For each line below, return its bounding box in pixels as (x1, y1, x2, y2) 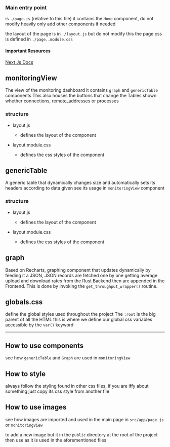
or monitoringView (5, 422, 43, 428)
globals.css (5, 297, 43, 306)
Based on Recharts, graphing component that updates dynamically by (5, 267, 151, 273)
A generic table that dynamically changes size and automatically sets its (5, 179, 156, 186)
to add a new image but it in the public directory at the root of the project (5, 431, 158, 437)
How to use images (5, 403, 67, 412)
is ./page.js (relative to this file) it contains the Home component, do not (5, 16, 154, 22)
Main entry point (5, 4, 47, 11)
